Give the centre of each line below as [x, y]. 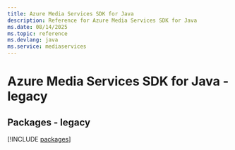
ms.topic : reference [38, 33]
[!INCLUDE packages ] [39, 139]
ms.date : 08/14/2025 [38, 27]
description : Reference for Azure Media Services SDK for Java [102, 20]
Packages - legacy [49, 122]
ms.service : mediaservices [47, 46]
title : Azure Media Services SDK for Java [71, 14]
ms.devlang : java [33, 40]
